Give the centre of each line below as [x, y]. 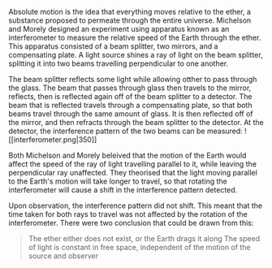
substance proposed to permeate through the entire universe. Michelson [130, 20]
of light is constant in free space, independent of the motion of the [139, 247]
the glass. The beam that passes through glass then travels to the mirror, [130, 88]
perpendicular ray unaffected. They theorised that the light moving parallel [133, 173]
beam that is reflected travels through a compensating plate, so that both [130, 105]
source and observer [63, 256]
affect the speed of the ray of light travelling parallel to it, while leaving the [133, 164]
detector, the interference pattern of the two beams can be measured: [126, 131]
